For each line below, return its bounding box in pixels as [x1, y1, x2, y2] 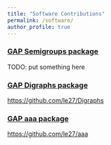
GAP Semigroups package [7, 46, 99, 56]
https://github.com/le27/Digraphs [7, 96, 104, 104]
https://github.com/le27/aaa [7, 130, 89, 138]
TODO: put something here [7, 63, 86, 71]
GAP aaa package [7, 113, 69, 123]
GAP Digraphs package [7, 80, 89, 90]
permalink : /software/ [7, 17, 74, 24]
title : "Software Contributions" [7, 10, 105, 18]
